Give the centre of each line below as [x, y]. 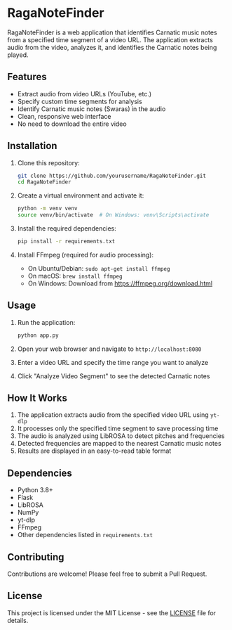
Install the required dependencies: [67, 229]
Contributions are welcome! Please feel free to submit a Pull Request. [107, 574]
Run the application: [46, 322]
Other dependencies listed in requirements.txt [85, 535]
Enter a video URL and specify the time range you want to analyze [113, 362]
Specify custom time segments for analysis [80, 101]
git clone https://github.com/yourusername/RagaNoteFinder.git [112, 176]
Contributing [36, 557]
